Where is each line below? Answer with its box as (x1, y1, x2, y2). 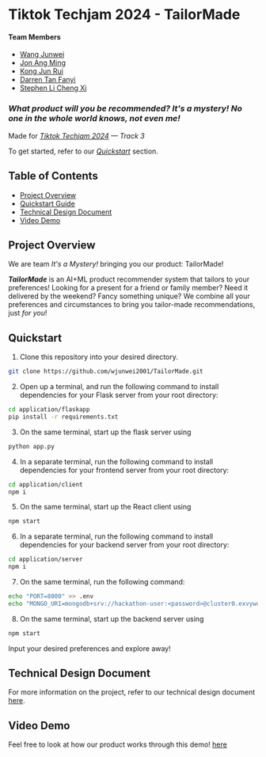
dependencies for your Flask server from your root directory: (19, 390, 218, 399)
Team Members (8, 32, 61, 41)
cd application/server (8, 555, 83, 563)
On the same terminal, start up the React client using (19, 502, 192, 512)
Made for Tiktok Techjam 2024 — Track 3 (8, 131, 145, 140)
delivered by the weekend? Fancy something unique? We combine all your (8, 291, 251, 301)
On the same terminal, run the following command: (19, 577, 185, 586)
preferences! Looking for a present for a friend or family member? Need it (8, 283, 249, 293)
